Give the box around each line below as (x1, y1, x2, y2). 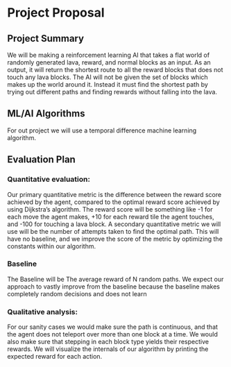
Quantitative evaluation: (7, 175, 90, 185)
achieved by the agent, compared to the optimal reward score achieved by (7, 198, 220, 206)
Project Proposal (7, 5, 105, 21)
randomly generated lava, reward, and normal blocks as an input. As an (7, 58, 211, 67)
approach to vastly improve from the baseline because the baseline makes (7, 282, 221, 291)
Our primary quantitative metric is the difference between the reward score (7, 190, 222, 198)
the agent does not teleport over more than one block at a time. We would (7, 330, 219, 339)
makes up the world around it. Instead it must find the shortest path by (7, 80, 208, 88)
